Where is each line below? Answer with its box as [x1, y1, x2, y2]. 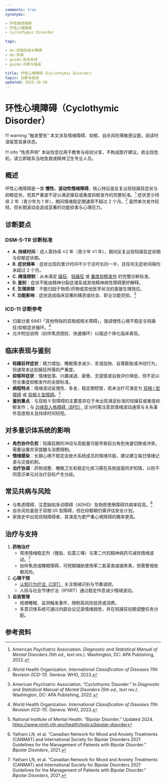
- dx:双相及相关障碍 [5, 48, 42, 53]
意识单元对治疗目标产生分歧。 [16, 471, 78, 477]
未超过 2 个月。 [12, 267, 44, 273]
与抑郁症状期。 [12, 255, 43, 261]
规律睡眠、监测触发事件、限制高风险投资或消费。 [19, 600, 120, 606]
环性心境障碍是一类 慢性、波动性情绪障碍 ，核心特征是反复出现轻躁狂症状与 [5, 185, 158, 191]
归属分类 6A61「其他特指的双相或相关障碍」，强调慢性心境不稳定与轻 [12, 318, 152, 324]
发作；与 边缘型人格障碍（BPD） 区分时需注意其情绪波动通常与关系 [16, 404, 154, 410]
